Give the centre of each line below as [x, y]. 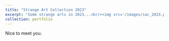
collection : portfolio [29, 19]
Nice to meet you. [24, 33]
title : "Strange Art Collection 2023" [46, 10]
